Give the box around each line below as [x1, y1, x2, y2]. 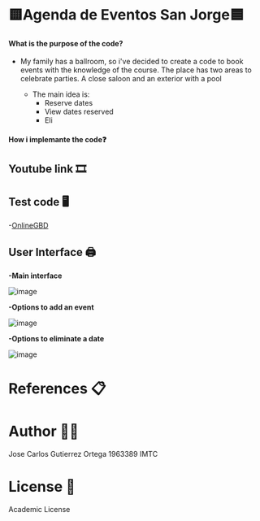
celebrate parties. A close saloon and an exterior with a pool [19, 74, 222, 84]
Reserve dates [44, 98, 93, 108]
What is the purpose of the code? [8, 38, 123, 48]
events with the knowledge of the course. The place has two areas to [19, 65, 252, 75]
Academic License [8, 505, 71, 514]
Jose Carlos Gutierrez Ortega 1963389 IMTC [8, 449, 158, 459]
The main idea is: [32, 89, 90, 99]
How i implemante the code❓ [8, 134, 107, 144]
